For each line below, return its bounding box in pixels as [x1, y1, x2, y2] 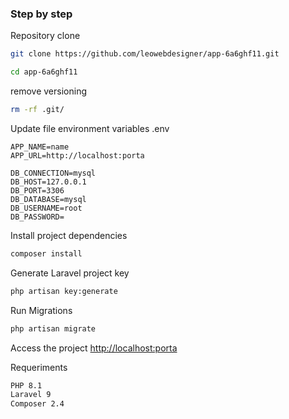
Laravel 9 [10, 390, 52, 400]
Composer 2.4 [10, 399, 65, 409]
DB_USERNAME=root [10, 203, 83, 213]
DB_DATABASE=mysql [10, 194, 87, 204]
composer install [10, 248, 83, 259]
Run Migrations [10, 304, 73, 316]
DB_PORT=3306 [10, 185, 65, 196]
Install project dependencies [10, 229, 128, 241]
